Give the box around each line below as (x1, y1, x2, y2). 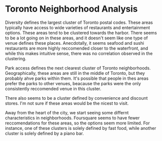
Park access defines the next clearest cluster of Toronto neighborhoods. (5, 65, 151, 71)
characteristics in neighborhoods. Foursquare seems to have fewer (5, 115, 140, 121)
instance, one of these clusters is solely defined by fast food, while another (5, 125, 156, 131)
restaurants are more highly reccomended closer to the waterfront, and (5, 45, 148, 51)
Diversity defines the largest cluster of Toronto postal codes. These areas (5, 19, 153, 25)
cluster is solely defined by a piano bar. (5, 130, 84, 136)
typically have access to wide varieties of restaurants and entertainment (5, 24, 150, 30)
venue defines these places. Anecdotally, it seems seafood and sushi (5, 40, 144, 46)
